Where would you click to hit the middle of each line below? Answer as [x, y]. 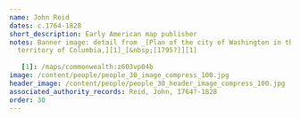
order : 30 [28, 100]
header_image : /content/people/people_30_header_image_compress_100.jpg [147, 83]
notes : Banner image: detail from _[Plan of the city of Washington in [145, 42]
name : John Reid [39, 17]
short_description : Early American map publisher [104, 34]
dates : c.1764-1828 [46, 26]
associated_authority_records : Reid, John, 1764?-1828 [113, 91]
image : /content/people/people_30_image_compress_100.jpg [119, 75]
